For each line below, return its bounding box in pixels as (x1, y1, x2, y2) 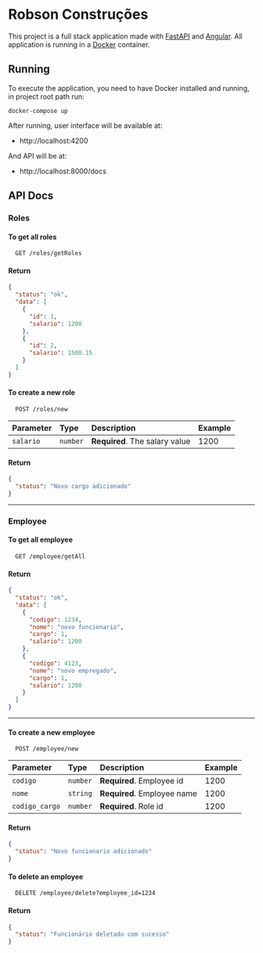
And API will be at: (8, 151, 67, 160)
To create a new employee (8, 728, 95, 737)
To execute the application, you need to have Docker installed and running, (8, 83, 250, 93)
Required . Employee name (99, 788, 197, 799)
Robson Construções (8, 5, 149, 24)
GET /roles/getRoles (15, 250, 82, 257)
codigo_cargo (12, 802, 61, 811)
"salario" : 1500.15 (28, 349, 92, 357)
